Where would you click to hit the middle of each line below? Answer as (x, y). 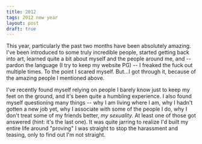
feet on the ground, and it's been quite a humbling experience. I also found (99, 96)
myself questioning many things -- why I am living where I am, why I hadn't (99, 103)
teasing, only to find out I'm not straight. (56, 135)
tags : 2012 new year (32, 18)
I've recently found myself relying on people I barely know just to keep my (98, 90)
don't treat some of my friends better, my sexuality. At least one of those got (101, 116)
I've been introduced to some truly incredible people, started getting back (98, 53)
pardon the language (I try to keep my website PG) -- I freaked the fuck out (99, 65)
